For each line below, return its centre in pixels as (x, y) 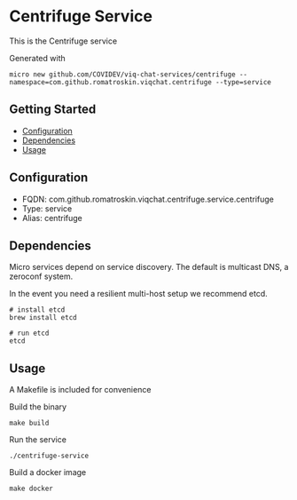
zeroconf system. (41, 276)
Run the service (38, 440)
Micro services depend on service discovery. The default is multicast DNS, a (149, 267)
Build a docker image (48, 472)
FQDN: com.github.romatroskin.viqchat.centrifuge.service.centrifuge (148, 199)
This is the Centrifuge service (63, 41)
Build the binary (38, 407)
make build (29, 424)
